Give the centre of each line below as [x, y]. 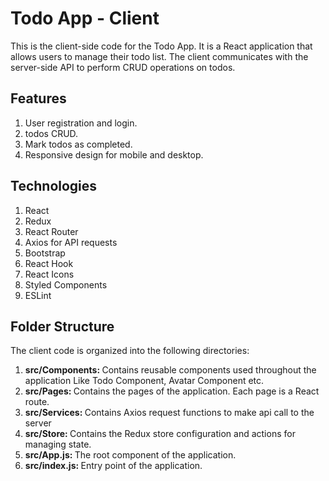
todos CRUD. [51, 133]
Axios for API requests [71, 242]
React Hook [49, 263]
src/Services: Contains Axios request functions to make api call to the [169, 413]
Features [38, 98]
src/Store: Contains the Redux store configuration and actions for [160, 434]
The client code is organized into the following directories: [130, 351]
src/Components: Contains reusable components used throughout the [170, 370]
